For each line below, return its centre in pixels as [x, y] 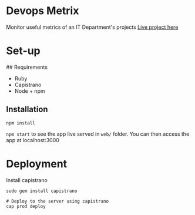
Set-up [23, 51]
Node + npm [30, 91]
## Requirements [27, 67]
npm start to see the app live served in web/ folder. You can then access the [98, 134]
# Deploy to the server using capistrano [58, 201]
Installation [27, 110]
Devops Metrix [43, 11]
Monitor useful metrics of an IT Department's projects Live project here [92, 27]
